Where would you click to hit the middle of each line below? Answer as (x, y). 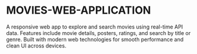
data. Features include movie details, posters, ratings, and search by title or (98, 33)
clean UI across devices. (36, 46)
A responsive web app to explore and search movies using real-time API (95, 27)
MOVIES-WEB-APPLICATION (79, 10)
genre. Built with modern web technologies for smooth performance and (95, 39)
